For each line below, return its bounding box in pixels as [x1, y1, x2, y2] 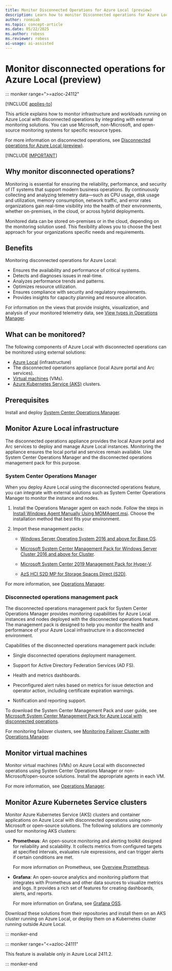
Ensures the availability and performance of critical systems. [12, 267, 141, 273]
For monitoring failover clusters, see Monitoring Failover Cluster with [5, 729, 150, 735]
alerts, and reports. [12, 890, 53, 896]
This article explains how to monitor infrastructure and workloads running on [5, 111, 167, 117]
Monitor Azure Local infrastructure [5, 424, 119, 433]
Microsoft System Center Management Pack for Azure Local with [5, 713, 142, 719]
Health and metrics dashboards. [12, 672, 81, 678]
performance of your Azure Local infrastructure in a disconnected [5, 627, 144, 633]
